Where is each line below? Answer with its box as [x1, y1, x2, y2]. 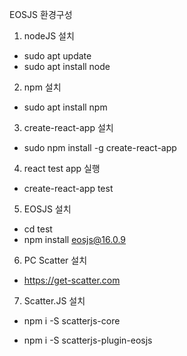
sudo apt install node [23, 61, 111, 72]
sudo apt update [23, 50, 92, 62]
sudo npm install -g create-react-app [23, 142, 177, 153]
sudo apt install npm [23, 101, 108, 113]
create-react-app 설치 [23, 122, 114, 133]
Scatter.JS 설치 [23, 295, 86, 307]
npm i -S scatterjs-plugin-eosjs [23, 334, 153, 346]
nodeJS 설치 [23, 30, 75, 42]
